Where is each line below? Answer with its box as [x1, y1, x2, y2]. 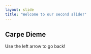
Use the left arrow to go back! [5, 43, 65, 50]
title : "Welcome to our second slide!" [5, 12, 87, 17]
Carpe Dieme [5, 30, 46, 39]
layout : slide [5, 7, 34, 12]
